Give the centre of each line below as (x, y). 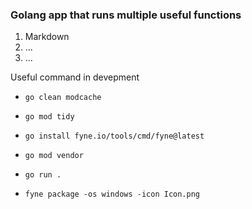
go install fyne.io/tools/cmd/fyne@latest (114, 136)
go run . (43, 175)
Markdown (47, 37)
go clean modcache (63, 98)
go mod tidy (49, 117)
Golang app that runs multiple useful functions (126, 15)
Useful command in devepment (75, 77)
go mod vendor (54, 156)
